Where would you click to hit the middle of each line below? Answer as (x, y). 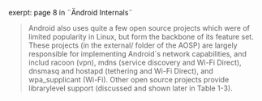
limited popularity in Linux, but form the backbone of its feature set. (141, 37)
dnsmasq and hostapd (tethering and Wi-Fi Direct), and (120, 71)
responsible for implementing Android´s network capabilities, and (137, 54)
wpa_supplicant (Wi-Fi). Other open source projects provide (129, 80)
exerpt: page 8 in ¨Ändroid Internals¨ (71, 13)
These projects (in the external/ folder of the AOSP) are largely (133, 45)
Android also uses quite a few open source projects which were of (139, 28)
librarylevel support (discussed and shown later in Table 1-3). (130, 88)
